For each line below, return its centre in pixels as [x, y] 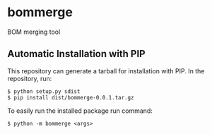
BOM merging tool [34, 32]
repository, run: [30, 78]
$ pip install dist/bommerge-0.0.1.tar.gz [71, 97]
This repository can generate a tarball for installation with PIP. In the [106, 71]
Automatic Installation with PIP [77, 54]
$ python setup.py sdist [44, 91]
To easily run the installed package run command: [80, 111]
